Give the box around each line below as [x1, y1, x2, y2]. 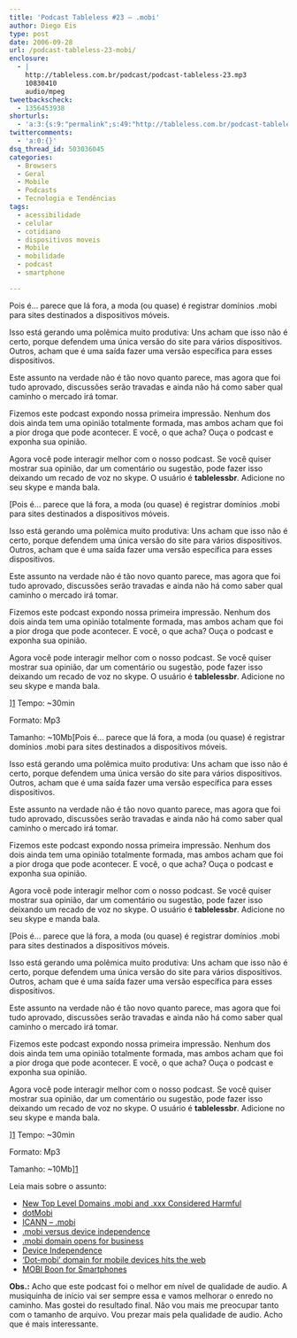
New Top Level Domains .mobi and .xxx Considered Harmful [21, 1197, 242, 1209]
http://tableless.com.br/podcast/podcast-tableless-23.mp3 [25, 71, 247, 80]
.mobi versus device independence [21, 1226, 150, 1236]
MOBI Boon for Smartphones [21, 1264, 127, 1274]
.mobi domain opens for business [21, 1235, 144, 1246]
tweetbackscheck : [9, 95, 73, 104]
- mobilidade [17, 251, 65, 261]
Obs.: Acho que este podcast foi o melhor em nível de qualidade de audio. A [9, 1280, 288, 1291]
